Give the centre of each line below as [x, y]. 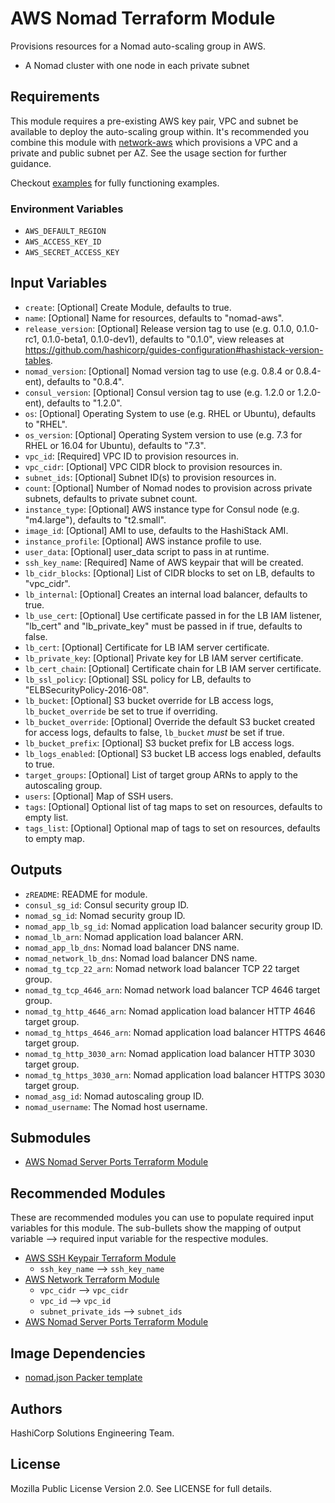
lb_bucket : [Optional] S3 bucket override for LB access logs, [149, 700]
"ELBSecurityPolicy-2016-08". [86, 689]
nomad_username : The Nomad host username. [116, 1106]
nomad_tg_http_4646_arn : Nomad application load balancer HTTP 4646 [170, 1011]
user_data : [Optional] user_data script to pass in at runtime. [147, 551]
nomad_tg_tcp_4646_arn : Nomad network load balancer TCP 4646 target [172, 989]
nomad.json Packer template [83, 1378]
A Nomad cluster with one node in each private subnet [137, 65]
